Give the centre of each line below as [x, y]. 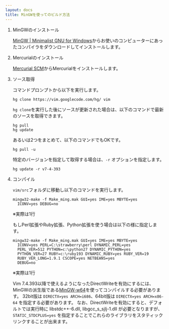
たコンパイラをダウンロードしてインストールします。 [68, 47]
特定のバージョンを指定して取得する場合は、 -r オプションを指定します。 [88, 159]
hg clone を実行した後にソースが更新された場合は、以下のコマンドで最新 [88, 109]
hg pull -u [24, 149]
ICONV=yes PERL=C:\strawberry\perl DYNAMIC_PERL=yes [74, 245]
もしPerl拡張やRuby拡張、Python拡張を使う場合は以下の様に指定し [82, 224]
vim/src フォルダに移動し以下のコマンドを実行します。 [69, 190]
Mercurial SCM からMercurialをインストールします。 [67, 68]
